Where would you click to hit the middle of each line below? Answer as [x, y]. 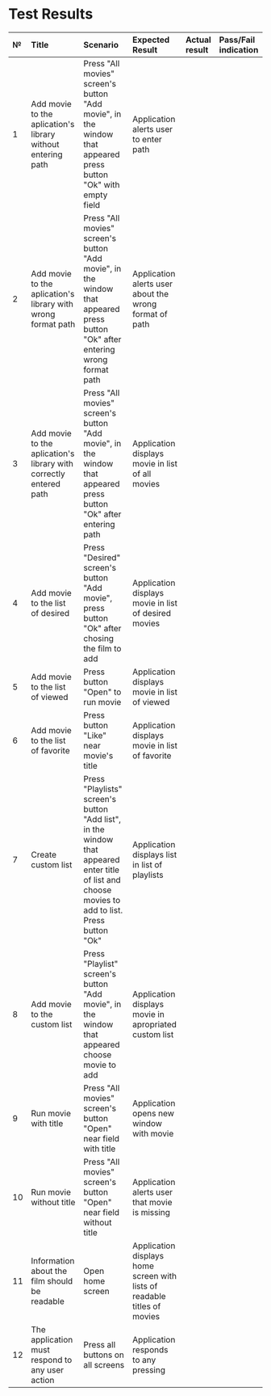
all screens [104, 1364]
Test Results [51, 14]
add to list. [103, 910]
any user [48, 1369]
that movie [152, 1202]
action [43, 1380]
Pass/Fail [237, 40]
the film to [102, 648]
